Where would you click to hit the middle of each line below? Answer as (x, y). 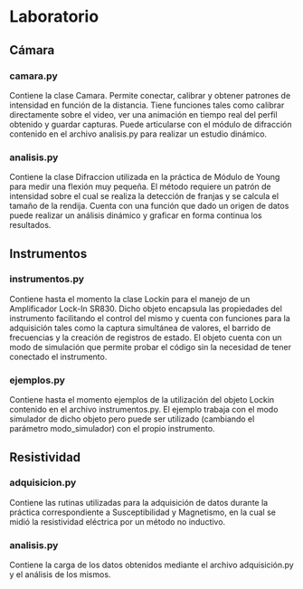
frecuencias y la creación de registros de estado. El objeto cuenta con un (146, 337)
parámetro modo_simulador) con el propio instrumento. (112, 429)
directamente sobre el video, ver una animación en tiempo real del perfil (143, 114)
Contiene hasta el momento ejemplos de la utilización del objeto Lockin (142, 400)
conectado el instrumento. (58, 356)
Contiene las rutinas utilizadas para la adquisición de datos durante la (139, 502)
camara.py (33, 76)
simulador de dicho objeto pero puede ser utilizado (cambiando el (132, 419)
